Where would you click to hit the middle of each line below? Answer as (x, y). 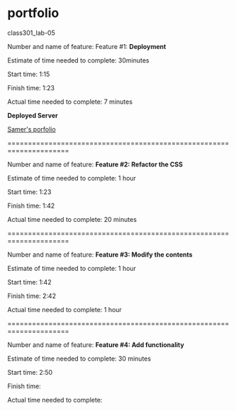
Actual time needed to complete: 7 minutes (70, 102)
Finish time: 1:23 (31, 87)
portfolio (33, 13)
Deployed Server (33, 115)
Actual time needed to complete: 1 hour (64, 309)
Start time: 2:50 (30, 372)
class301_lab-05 (31, 33)
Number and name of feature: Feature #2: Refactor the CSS (95, 164)
